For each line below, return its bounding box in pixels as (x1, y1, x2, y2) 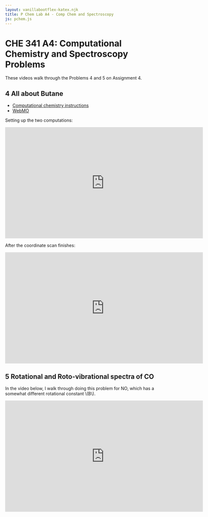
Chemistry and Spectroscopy (5, 48, 128, 59)
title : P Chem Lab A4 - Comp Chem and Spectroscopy (5, 12, 114, 17)
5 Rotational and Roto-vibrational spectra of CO (5, 372, 154, 381)
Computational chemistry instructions (12, 102, 89, 109)
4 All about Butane (5, 89, 63, 98)
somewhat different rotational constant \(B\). (5, 390, 96, 396)
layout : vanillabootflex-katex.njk (5, 7, 79, 12)
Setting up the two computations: (5, 117, 73, 124)
